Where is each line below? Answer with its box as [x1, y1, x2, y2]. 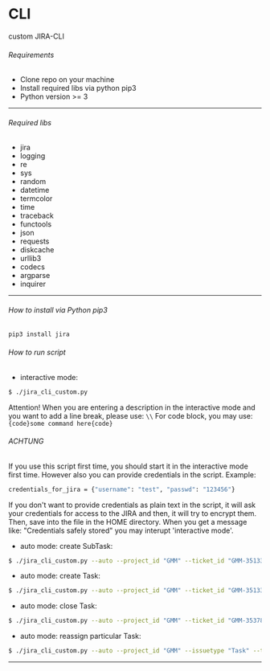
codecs [19, 262, 46, 272]
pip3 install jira [8, 330, 70, 338]
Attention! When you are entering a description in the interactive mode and [8, 403, 256, 412]
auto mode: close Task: [19, 601, 98, 611]
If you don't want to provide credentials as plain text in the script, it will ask [8, 500, 256, 509]
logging [19, 151, 46, 161]
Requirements [8, 50, 55, 59]
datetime [19, 186, 50, 195]
